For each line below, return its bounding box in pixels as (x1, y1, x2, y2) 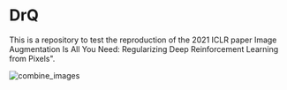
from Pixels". (9, 53, 56, 64)
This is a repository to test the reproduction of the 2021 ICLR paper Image (9, 34, 277, 45)
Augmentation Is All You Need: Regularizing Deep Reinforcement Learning (9, 43, 279, 54)
